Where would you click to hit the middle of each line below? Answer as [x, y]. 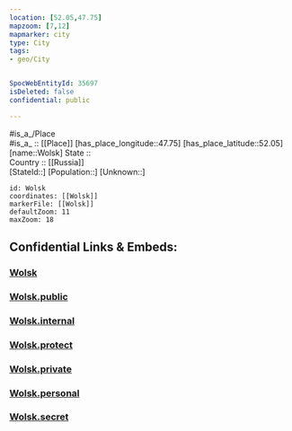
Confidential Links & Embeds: [93, 247]
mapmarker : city [40, 34]
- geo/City [30, 59]
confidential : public [50, 100]
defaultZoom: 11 [40, 212]
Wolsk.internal [42, 321]
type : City [30, 43]
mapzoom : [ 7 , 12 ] [40, 26]
